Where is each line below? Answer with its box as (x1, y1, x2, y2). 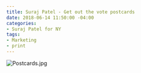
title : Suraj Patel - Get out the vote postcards (6, 9, 136, 15)
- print (6, 43, 26, 49)
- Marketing (6, 37, 37, 43)
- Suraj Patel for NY (6, 26, 62, 32)
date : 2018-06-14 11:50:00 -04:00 (6, 15, 95, 21)
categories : (6, 20, 37, 26)
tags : (6, 32, 20, 38)
